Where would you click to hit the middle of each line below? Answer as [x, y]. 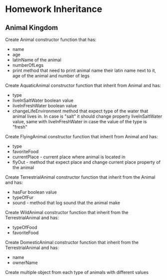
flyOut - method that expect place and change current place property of [86, 162]
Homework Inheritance [54, 9]
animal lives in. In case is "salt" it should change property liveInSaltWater [87, 116]
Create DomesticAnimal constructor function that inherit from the [72, 242]
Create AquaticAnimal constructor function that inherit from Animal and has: [83, 85]
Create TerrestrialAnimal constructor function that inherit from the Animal [80, 177]
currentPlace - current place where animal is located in [69, 157]
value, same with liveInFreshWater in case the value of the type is [80, 122]
